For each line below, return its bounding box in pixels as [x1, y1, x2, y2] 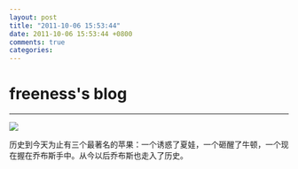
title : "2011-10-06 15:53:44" [9, 21, 122, 30]
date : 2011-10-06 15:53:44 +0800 [9, 29, 133, 38]
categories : [9, 46, 53, 55]
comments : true [9, 37, 66, 47]
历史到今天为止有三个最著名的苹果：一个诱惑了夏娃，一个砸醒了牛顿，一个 [9, 139, 281, 150]
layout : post [9, 12, 58, 22]
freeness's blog [9, 84, 128, 104]
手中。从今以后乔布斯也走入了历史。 [55, 150, 188, 161]
